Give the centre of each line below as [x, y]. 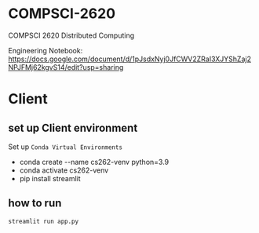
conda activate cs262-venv [64, 170]
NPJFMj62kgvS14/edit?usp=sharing [66, 67]
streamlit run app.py [44, 221]
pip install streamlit [50, 178]
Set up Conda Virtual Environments [66, 147]
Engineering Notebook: [46, 50]
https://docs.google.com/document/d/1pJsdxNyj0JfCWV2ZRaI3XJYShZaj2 [129, 59]
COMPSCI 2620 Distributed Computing [71, 35]
